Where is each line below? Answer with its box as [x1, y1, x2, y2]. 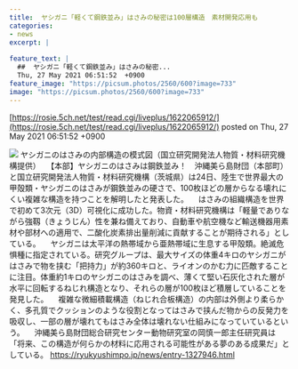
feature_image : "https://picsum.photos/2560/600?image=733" [9, 79, 238, 88]
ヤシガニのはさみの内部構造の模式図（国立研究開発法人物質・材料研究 [20, 148, 278, 160]
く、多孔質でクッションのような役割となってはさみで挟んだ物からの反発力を [9, 304, 289, 316]
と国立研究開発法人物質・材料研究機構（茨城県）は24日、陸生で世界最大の [9, 171, 285, 182]
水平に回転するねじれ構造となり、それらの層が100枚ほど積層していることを [9, 282, 286, 293]
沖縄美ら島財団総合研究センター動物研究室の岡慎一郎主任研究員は [34, 326, 277, 338]
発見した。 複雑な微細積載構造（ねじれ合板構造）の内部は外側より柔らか [9, 293, 285, 304]
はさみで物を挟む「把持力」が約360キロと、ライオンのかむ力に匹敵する [9, 260, 273, 271]
